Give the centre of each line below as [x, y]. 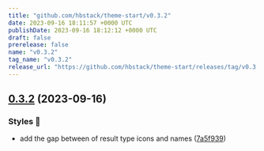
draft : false [30, 38]
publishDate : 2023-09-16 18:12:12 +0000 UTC [83, 30]
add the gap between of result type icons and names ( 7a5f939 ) [123, 138]
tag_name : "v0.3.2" [40, 60]
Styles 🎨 [25, 122]
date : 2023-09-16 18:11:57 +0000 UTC [70, 23]
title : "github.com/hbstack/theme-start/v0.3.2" [90, 15]
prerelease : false [38, 45]
